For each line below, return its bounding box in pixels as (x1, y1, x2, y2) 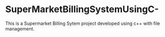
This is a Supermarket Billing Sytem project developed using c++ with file (5, 20, 160, 26)
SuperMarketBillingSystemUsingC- (5, 4, 159, 15)
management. (5, 25, 35, 31)
